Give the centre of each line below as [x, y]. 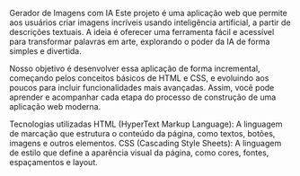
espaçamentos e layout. [54, 162]
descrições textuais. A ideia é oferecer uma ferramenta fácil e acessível [142, 32]
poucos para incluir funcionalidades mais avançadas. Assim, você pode [142, 88]
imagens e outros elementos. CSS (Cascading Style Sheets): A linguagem [146, 143]
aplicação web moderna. [55, 106]
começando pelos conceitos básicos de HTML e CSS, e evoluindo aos [139, 78]
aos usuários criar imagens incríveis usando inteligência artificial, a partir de [150, 22]
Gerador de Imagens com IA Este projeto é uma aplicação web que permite [148, 13]
